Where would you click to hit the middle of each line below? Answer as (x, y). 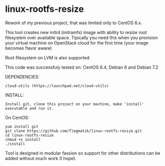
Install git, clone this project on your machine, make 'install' (75, 104)
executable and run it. (30, 108)
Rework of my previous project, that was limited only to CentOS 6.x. (74, 23)
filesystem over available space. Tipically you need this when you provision (82, 38)
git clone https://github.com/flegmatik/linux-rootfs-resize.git (73, 131)
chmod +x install (23, 139)
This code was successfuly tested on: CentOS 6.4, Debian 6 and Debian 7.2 (82, 67)
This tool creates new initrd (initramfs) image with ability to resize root (76, 32)
